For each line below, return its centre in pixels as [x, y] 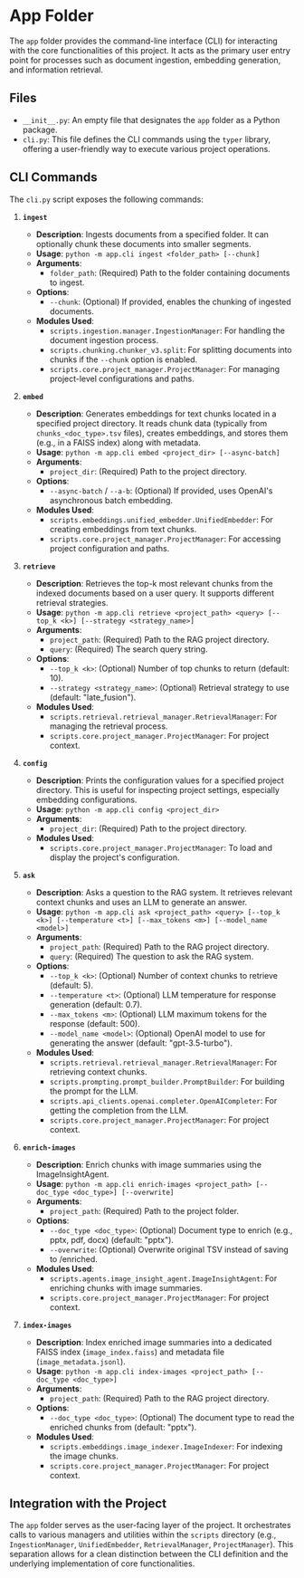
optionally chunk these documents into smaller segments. [143, 244]
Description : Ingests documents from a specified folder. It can [152, 234]
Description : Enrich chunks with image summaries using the [149, 1164]
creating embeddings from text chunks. [123, 529]
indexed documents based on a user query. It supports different [155, 593]
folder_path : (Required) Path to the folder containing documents [170, 273]
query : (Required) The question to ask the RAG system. [152, 956]
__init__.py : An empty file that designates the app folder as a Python [151, 120]
